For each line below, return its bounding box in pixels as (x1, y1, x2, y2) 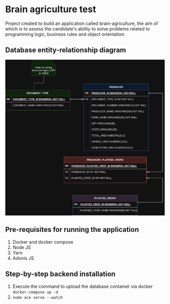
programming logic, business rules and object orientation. (5, 31, 125, 37)
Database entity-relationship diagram (5, 46, 126, 54)
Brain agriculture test (5, 4, 96, 15)
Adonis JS (12, 255, 34, 261)
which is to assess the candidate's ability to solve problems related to (5, 25, 150, 31)
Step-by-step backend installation (5, 270, 116, 279)
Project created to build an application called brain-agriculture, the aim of (5, 20, 158, 26)
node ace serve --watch (12, 295, 63, 300)
